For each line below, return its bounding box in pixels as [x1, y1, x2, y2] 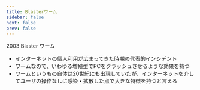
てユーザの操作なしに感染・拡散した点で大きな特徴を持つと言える [14, 77, 178, 85]
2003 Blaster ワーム [6, 42, 55, 49]
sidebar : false [6, 14, 44, 20]
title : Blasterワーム [6, 8, 57, 15]
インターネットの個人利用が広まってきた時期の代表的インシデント [14, 55, 178, 63]
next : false [6, 20, 36, 26]
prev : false [6, 25, 36, 32]
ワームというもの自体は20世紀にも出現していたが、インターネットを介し [14, 70, 195, 77]
